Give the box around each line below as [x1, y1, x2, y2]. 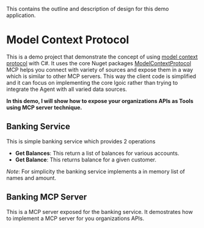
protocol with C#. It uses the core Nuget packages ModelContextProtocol [6, 59, 191, 66]
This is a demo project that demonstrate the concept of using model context [6, 53, 198, 60]
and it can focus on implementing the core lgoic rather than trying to [6, 79, 178, 86]
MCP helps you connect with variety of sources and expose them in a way [6, 66, 194, 73]
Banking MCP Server [6, 192, 87, 202]
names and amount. [6, 174, 57, 182]
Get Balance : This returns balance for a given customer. [15, 155, 157, 163]
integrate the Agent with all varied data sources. [6, 85, 127, 93]
